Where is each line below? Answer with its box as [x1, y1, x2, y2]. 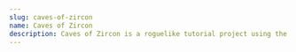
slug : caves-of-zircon [9, 12, 93, 22]
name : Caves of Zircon [9, 21, 93, 30]
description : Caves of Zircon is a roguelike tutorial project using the [9, 29, 288, 38]
